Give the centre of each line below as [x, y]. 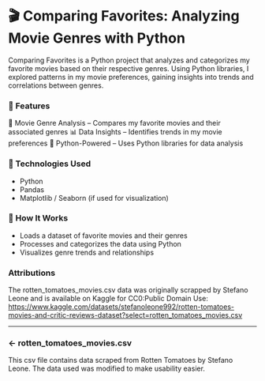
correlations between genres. [56, 85]
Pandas [32, 189]
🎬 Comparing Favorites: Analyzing [124, 16]
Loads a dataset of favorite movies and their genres [103, 236]
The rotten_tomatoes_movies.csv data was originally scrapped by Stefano [128, 290]
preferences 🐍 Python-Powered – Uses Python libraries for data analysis [126, 143]
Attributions [32, 273]
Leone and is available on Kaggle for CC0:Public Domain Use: [108, 299]
